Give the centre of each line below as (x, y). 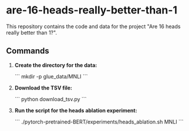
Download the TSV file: (43, 88)
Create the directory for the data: (56, 65)
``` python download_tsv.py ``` (50, 99)
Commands (28, 51)
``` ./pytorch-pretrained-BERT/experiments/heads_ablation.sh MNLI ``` (99, 122)
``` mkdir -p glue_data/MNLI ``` (51, 76)
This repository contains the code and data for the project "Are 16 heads (93, 26)
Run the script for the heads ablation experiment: (76, 110)
